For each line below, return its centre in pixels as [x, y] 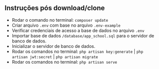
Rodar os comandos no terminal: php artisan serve [64, 62]
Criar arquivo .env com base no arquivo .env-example [66, 25]
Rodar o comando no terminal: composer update [60, 20]
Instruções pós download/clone [55, 8]
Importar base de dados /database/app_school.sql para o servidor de [83, 35]
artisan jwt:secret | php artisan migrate [55, 57]
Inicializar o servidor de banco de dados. [53, 46]
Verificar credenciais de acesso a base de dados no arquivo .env [78, 30]
